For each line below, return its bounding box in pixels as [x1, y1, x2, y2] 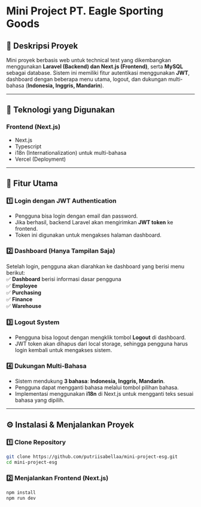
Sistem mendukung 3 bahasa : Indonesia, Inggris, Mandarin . [14, 378, 165, 385]
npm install [6, 490, 36, 496]
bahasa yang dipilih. [14, 396, 65, 404]
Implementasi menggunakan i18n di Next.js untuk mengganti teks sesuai [14, 390, 194, 398]
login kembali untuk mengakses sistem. [14, 346, 112, 353]
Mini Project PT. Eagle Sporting [6, 4, 163, 18]
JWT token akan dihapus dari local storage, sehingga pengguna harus [14, 340, 188, 347]
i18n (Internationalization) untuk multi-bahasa [14, 149, 127, 156]
